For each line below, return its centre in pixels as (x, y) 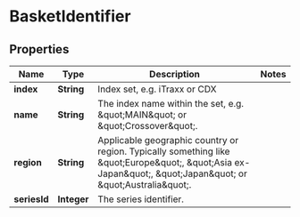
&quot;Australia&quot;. (145, 185)
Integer (73, 199)
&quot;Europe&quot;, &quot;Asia (165, 162)
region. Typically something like (164, 151)
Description (175, 74)
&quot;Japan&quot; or (201, 173)
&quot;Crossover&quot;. (148, 126)
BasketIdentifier (70, 16)
